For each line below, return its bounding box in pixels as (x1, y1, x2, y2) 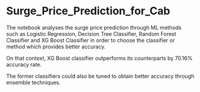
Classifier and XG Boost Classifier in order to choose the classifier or (6, 36, 175, 44)
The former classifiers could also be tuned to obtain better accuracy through (6, 72, 195, 79)
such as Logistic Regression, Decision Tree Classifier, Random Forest (6, 30, 177, 37)
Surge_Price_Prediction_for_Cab (6, 4, 170, 18)
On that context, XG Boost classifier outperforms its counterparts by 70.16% (6, 54, 193, 62)
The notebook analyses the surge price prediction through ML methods (6, 24, 182, 31)
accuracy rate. (6, 61, 42, 68)
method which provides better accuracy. (6, 43, 106, 50)
